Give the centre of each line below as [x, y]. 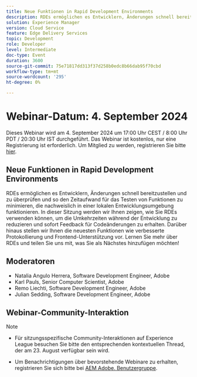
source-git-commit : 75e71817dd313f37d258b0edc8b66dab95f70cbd [84, 66]
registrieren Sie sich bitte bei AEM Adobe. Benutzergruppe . [86, 368]
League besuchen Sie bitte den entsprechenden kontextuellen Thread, [100, 344]
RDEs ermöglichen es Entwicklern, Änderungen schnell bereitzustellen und [96, 193]
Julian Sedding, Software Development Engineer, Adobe [82, 294]
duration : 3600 [25, 60]
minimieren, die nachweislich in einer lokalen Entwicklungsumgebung [90, 205]
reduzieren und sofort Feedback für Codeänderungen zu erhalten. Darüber [97, 224]
